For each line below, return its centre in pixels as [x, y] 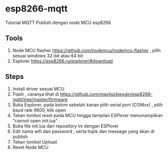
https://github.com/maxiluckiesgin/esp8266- [106, 94]
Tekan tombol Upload [35, 142]
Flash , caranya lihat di [36, 94]
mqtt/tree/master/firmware [40, 99]
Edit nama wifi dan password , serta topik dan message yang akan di [83, 131]
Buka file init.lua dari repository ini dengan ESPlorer [65, 126]
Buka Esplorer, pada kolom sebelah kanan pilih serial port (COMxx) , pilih [88, 104]
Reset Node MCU [30, 147]
